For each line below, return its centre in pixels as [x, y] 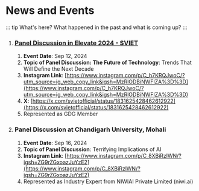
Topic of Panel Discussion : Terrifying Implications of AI [92, 149]
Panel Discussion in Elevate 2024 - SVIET [76, 43]
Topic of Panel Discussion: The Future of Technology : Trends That [108, 63]
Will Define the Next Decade [58, 69]
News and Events [50, 11]
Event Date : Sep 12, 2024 [55, 56]
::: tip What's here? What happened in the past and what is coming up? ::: [96, 27]
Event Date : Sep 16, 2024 [55, 143]
